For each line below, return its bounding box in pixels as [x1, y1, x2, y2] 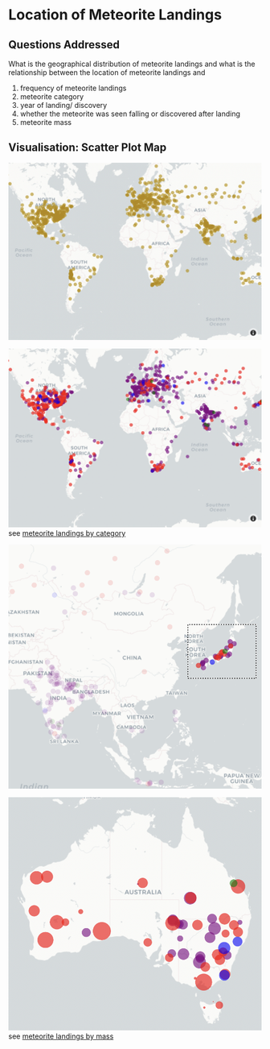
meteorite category [19, 92, 84, 102]
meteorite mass [19, 118, 72, 126]
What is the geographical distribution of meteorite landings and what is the [8, 59, 256, 68]
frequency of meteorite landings [19, 83, 127, 93]
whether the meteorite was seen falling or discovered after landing [19, 109, 241, 118]
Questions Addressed [8, 38, 121, 52]
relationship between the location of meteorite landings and [8, 68, 206, 77]
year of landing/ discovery [19, 101, 108, 110]
